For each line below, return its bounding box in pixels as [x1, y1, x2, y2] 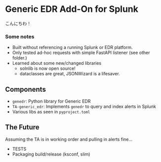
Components [5, 85, 46, 94]
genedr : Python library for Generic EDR [12, 98, 91, 105]
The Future [5, 123, 40, 132]
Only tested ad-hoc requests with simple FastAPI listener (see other [12, 50, 150, 55]
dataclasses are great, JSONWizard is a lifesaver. [19, 71, 120, 77]
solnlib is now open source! [19, 65, 76, 71]
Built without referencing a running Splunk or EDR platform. [12, 45, 133, 51]
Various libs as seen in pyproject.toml [12, 109, 90, 115]
